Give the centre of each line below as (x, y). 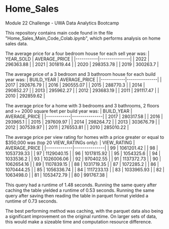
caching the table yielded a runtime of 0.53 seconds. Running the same (80, 190)
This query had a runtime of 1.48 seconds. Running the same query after (81, 185)
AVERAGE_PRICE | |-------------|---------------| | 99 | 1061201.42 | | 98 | (82, 148)
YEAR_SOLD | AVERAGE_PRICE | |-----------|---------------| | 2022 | (77, 59)
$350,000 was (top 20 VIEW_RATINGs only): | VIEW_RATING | (70, 142)
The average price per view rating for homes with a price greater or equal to (85, 137)
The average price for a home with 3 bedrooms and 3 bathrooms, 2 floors (82, 105)
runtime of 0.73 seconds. (31, 201)
